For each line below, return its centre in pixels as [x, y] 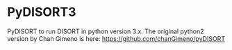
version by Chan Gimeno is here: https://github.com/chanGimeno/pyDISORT [116, 38]
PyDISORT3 [42, 12]
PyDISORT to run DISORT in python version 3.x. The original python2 [106, 31]
